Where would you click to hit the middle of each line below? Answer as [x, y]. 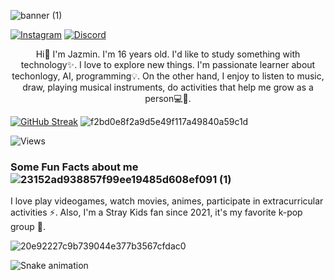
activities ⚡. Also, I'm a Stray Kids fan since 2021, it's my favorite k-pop [156, 212]
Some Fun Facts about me [74, 167]
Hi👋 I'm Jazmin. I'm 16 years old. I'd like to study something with [168, 54]
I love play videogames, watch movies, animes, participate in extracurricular [167, 201]
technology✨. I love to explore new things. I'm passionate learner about [168, 64]
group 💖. [28, 227]
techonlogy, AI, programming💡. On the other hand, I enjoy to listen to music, [168, 76]
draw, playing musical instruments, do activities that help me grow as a [168, 87]
